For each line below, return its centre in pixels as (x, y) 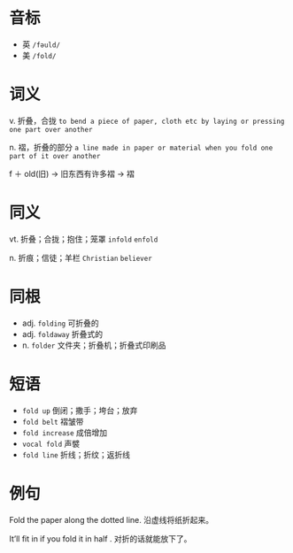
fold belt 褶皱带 (53, 421)
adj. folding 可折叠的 (60, 323)
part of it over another (55, 156)
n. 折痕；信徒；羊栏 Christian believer (81, 257)
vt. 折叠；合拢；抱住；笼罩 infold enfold (84, 239)
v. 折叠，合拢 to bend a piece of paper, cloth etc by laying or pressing (147, 120)
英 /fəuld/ (41, 44)
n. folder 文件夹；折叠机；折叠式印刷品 (94, 345)
